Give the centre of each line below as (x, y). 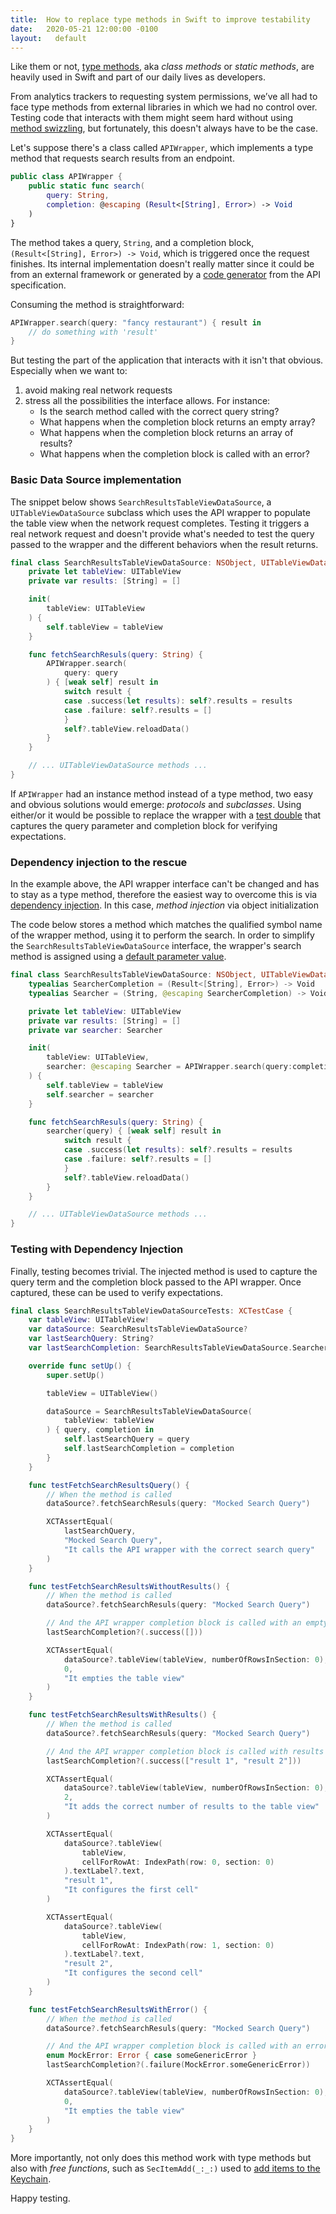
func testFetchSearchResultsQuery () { (109, 1485)
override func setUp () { (80, 1366)
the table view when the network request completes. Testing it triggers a (160, 523)
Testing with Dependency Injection (97, 1249)
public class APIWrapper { (66, 177)
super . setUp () (75, 1375)
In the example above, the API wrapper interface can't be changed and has (165, 884)
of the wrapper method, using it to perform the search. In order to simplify (162, 935)
